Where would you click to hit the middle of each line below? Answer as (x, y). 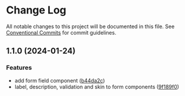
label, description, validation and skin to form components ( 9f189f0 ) (97, 87)
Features (19, 68)
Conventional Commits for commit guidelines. (61, 32)
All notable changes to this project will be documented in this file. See (90, 26)
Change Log (36, 10)
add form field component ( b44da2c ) (60, 80)
